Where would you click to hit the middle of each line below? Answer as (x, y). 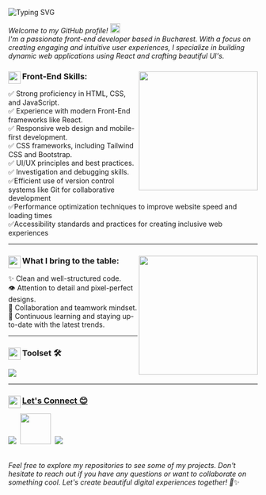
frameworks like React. (46, 120)
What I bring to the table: (71, 261)
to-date (21, 324)
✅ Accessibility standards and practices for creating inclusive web (116, 224)
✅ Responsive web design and (58, 129)
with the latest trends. (70, 324)
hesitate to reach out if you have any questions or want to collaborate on (127, 474)
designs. (22, 299)
